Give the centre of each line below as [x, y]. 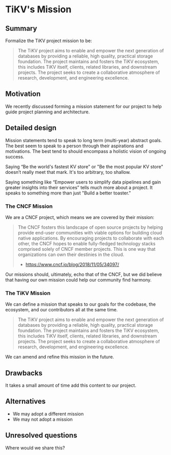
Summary [21, 28]
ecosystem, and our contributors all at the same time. [61, 310]
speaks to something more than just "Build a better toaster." [68, 193]
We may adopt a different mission [48, 413]
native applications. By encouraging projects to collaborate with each [91, 238]
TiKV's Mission [38, 9]
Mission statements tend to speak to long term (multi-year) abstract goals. [84, 140]
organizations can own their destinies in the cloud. [71, 254]
